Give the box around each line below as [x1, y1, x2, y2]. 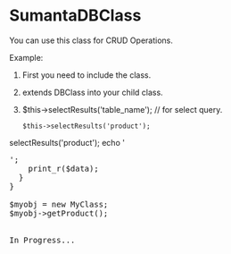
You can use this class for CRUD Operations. [9, 35, 174, 46]
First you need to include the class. [21, 69, 152, 80]
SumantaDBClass [9, 5, 142, 26]
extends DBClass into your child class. [21, 87, 163, 97]
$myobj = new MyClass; [9, 199, 109, 209]
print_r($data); [28, 163, 100, 174]
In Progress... [9, 234, 76, 245]
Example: [9, 52, 44, 63]
